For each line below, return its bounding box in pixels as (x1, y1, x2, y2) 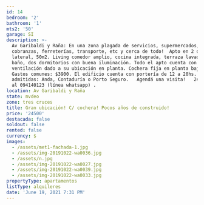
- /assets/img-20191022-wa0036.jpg (12, 150, 102, 156)
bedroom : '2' (6, 15, 39, 21)
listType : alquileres (6, 184, 61, 190)
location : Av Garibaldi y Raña (6, 88, 86, 94)
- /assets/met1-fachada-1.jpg (12, 144, 88, 150)
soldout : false (6, 122, 45, 128)
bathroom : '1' (6, 20, 42, 26)
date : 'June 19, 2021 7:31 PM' (6, 189, 86, 195)
